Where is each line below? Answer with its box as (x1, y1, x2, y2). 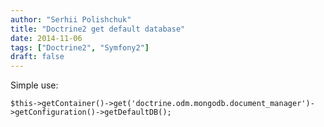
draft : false (10, 52, 65, 62)
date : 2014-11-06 (10, 33, 83, 43)
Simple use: (10, 79, 59, 91)
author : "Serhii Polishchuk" (10, 14, 132, 25)
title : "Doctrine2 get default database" (10, 24, 186, 34)
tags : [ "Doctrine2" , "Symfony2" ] (10, 42, 150, 53)
